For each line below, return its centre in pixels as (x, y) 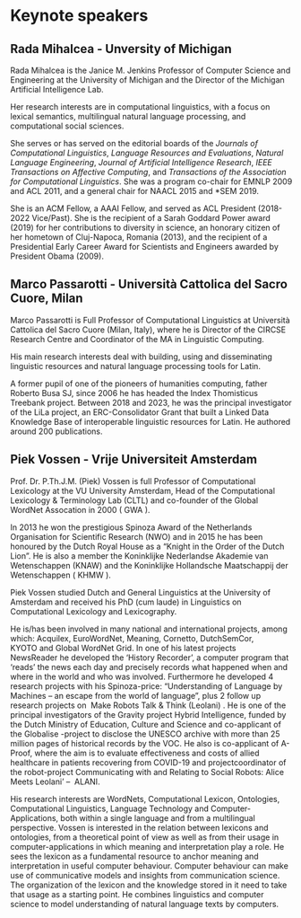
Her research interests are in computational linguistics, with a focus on (140, 107)
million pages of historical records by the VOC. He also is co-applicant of (145, 743)
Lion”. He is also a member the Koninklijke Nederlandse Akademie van (139, 556)
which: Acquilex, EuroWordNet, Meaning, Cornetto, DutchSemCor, (132, 638)
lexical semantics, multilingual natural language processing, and (128, 116)
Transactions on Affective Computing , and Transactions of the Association (148, 172)
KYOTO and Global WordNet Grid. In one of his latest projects (123, 648)
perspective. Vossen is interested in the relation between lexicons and (139, 827)
